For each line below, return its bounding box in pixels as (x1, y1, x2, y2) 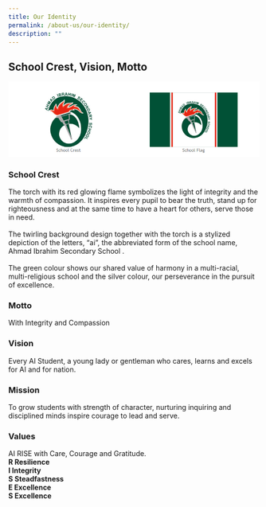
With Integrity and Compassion (8, 318, 110, 328)
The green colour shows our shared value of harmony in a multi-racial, (8, 263, 240, 273)
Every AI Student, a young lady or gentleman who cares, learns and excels (8, 356, 252, 365)
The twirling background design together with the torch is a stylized (8, 229, 231, 239)
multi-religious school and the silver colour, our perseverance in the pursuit (8, 271, 255, 282)
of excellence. (8, 280, 55, 290)
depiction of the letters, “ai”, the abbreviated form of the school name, (8, 238, 238, 248)
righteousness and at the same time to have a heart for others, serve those (8, 204, 254, 214)
